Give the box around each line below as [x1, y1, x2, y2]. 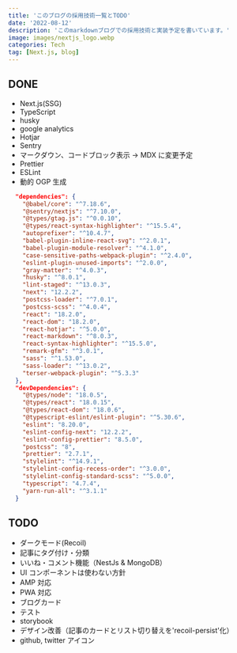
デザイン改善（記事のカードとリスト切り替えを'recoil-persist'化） [19, 626, 234, 636]
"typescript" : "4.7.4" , [22, 480, 101, 488]
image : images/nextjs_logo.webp [8, 33, 115, 42]
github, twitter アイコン [19, 636, 95, 645]
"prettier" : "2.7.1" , [22, 450, 93, 458]
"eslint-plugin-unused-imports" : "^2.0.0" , [22, 259, 168, 267]
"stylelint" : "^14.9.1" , [22, 457, 104, 465]
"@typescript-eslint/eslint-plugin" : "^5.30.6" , [22, 413, 186, 422]
